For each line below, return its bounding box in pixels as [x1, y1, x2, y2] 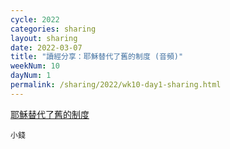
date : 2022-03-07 [10, 42, 83, 53]
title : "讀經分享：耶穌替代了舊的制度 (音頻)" [10, 52, 184, 62]
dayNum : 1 [10, 71, 52, 81]
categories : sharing [10, 24, 97, 34]
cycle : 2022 [10, 14, 60, 25]
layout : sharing [10, 33, 78, 43]
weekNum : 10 [10, 61, 60, 71]
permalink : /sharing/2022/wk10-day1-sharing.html [10, 80, 222, 90]
